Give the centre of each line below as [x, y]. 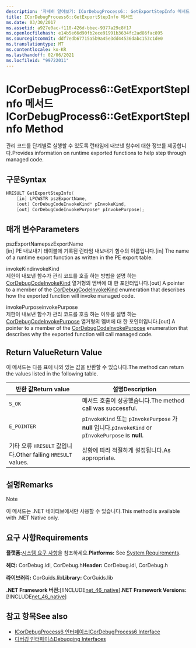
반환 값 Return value [43, 390]
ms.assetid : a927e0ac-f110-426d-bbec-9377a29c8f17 [69, 28]
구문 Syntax [26, 179]
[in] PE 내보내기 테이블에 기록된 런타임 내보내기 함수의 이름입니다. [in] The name [98, 251]
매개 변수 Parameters [43, 230]
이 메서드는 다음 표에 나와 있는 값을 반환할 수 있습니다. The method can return [95, 367]
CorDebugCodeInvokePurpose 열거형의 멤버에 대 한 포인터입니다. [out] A [91, 321]
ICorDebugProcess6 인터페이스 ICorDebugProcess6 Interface [87, 632]
